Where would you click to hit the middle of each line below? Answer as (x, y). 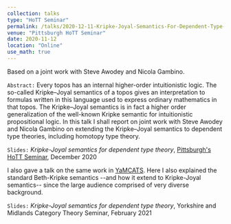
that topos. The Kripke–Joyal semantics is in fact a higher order (97, 107)
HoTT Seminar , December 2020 (52, 156)
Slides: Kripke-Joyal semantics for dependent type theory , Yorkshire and (112, 205)
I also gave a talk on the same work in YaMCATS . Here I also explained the (112, 170)
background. (25, 192)
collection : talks (33, 13)
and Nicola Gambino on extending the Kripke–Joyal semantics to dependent (115, 129)
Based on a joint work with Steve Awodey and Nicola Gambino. (96, 71)
